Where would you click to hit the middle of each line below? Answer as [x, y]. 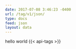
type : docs [16, 18]
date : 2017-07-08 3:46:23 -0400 [38, 9]
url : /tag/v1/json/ [25, 14]
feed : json [16, 23]
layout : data [18, 28]
